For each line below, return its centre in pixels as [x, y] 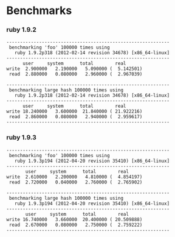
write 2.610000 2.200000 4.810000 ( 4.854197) [74, 177]
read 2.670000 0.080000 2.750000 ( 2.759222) [76, 225]
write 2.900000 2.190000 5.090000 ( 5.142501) [74, 69]
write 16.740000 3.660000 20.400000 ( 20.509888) [74, 219]
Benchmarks [39, 11]
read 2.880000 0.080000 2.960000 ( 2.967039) [76, 74]
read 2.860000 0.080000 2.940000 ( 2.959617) [76, 117]
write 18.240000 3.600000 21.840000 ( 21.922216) [74, 111]
